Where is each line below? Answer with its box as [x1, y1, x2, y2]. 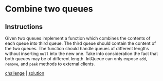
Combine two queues [5, 3, 93, 14]
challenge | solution [5, 70, 45, 76]
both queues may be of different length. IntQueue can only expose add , [5, 56, 147, 61]
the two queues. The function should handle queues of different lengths [5, 46, 149, 51]
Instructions [5, 23, 43, 31]
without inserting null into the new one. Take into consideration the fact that [5, 51, 158, 56]
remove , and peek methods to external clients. [5, 61, 95, 67]
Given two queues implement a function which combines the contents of [5, 35, 151, 41]
